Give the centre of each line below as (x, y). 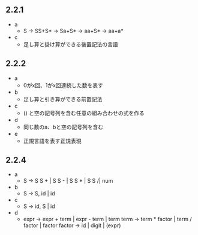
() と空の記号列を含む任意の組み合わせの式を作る (84, 113)
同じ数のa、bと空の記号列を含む (63, 127)
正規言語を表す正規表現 (52, 141)
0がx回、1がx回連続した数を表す (63, 85)
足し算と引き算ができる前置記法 (63, 99)
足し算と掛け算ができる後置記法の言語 (70, 44)
